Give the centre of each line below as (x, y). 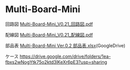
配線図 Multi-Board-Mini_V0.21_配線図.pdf (49, 34)
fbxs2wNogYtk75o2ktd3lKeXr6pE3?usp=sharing (56, 62)
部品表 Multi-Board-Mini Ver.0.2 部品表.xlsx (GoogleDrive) (66, 45)
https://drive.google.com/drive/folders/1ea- (65, 56)
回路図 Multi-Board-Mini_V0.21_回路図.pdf (49, 24)
